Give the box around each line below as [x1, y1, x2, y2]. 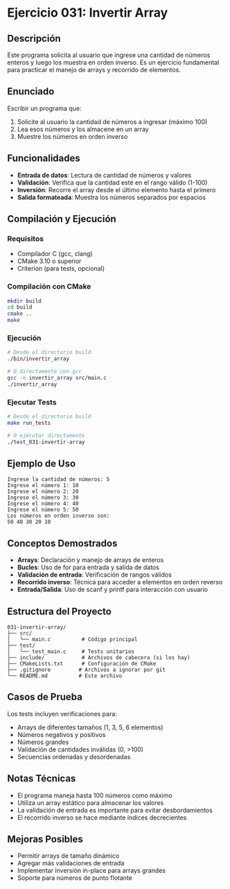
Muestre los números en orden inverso [17, 132, 128, 140]
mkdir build [7, 297, 42, 305]
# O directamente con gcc [7, 368, 82, 375]
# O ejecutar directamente [7, 432, 85, 439]
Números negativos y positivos [17, 730, 106, 738]
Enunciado [7, 85, 55, 98]
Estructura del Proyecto [7, 605, 112, 617]
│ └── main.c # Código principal [7, 636, 138, 643]
